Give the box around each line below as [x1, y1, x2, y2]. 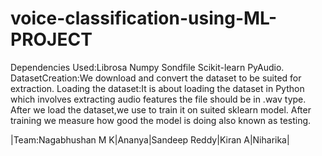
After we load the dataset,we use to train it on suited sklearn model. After [10, 103, 312, 116]
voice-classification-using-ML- [10, 7, 278, 30]
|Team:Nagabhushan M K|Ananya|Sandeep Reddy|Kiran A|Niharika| [10, 133, 290, 146]
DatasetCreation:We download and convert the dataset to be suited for [10, 72, 302, 84]
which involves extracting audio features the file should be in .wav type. [10, 93, 307, 105]
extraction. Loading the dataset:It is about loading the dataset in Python [10, 82, 305, 94]
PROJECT [10, 28, 93, 51]
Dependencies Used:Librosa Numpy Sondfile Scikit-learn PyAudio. [10, 61, 285, 73]
